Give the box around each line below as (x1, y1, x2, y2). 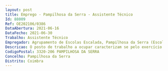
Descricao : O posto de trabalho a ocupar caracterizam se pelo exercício (5, 44, 162, 49)
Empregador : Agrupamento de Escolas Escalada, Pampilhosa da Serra (5, 40, 149, 45)
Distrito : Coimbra (5, 58, 43, 63)
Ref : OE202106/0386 (5, 21, 46, 26)
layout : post (5, 7, 32, 12)
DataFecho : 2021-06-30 (5, 30, 52, 35)
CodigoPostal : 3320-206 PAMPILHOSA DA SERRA (5, 49, 99, 54)
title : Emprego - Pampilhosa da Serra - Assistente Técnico (5, 12, 133, 17)
